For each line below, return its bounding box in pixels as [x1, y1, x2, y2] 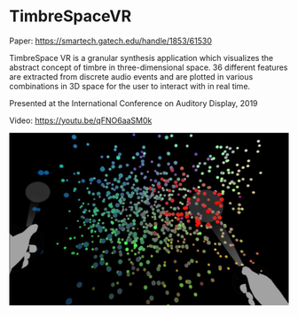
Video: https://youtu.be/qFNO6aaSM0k [9, 115, 153, 126]
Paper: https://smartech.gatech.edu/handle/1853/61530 [9, 35, 213, 46]
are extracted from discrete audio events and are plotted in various [9, 71, 254, 81]
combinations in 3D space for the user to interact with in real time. [9, 81, 251, 91]
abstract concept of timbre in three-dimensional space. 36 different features [9, 62, 288, 73]
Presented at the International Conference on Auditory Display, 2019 [9, 97, 259, 108]
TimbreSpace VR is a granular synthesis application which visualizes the [9, 52, 273, 63]
